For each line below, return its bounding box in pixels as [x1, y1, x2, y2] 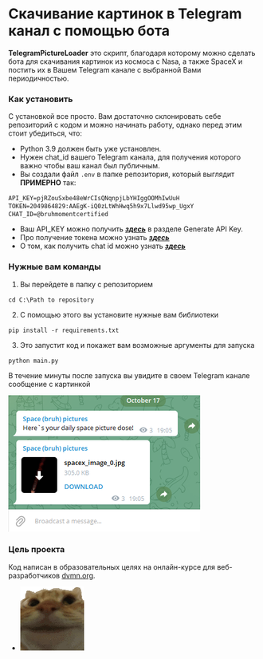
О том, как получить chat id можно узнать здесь [19, 241, 186, 251]
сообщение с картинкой [8, 379, 91, 389]
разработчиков [8, 570, 61, 580]
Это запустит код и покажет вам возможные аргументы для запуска [19, 340, 255, 349]
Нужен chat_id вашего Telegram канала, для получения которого [19, 152, 241, 162]
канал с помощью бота [8, 22, 170, 40]
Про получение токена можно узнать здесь [19, 233, 170, 243]
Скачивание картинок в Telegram [8, 5, 242, 23]
